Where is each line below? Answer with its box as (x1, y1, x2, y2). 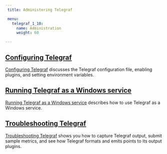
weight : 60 (16, 30, 39, 35)
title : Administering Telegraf (7, 7, 72, 12)
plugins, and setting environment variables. (5, 71, 94, 77)
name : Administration (16, 25, 61, 30)
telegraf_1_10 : (11, 21, 43, 26)
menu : (7, 16, 19, 21)
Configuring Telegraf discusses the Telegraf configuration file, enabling (5, 66, 152, 72)
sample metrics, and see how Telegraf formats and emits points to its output (5, 138, 162, 144)
